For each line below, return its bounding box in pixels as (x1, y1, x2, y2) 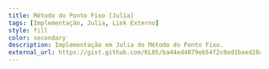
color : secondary (8, 33, 66, 42)
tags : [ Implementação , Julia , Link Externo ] (8, 19, 159, 27)
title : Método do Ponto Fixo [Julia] (8, 11, 134, 20)
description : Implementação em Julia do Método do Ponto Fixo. (8, 41, 224, 49)
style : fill (8, 26, 48, 34)
